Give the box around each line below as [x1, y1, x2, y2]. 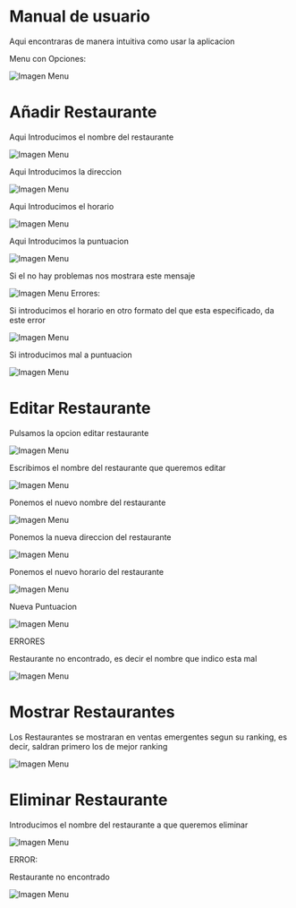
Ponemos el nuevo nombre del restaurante [9, 497, 166, 508]
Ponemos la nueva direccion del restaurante [9, 531, 172, 543]
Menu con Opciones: [9, 53, 87, 64]
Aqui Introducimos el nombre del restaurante [9, 132, 174, 142]
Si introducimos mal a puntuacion [9, 349, 132, 360]
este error [9, 314, 47, 325]
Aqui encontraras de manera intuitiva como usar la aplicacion [9, 36, 235, 47]
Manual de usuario [9, 6, 150, 27]
